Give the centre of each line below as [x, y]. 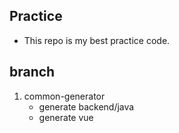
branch [32, 72]
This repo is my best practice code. [97, 40]
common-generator [64, 96]
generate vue [66, 117]
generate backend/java [86, 106]
